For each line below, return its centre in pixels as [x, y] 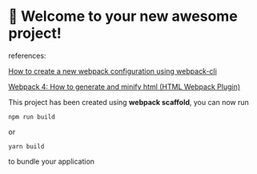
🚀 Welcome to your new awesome [123, 16]
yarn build [26, 146]
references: [27, 55]
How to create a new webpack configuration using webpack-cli [113, 71]
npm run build [32, 117]
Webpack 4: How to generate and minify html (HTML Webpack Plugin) [124, 87]
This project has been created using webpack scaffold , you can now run [129, 102]
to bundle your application [51, 161]
